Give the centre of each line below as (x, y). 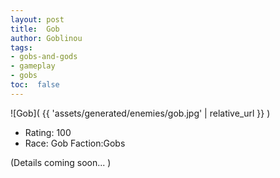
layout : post (37, 19)
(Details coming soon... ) (61, 162)
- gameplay (33, 66)
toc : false (35, 85)
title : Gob (35, 29)
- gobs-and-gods (44, 57)
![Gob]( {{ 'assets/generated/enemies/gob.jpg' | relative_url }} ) (140, 113)
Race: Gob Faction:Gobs (75, 143)
